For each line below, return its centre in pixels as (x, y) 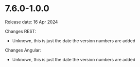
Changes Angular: (23, 50)
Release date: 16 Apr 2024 (32, 22)
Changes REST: (21, 31)
